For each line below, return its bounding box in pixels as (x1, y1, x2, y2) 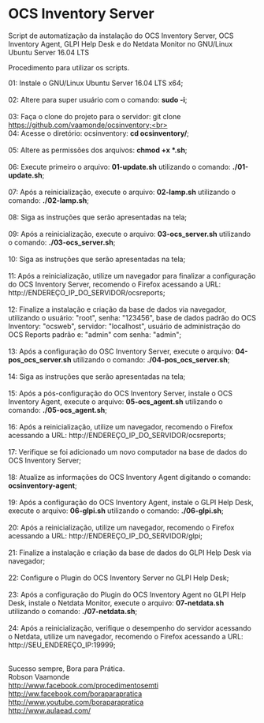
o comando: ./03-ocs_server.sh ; (8, 238, 116, 247)
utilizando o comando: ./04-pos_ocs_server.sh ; (73, 354, 230, 364)
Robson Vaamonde (8, 672, 70, 681)
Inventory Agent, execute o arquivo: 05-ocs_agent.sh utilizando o (8, 396, 223, 406)
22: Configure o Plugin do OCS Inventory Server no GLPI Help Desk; (8, 573, 229, 583)
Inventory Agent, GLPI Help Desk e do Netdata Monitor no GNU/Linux (8, 39, 233, 48)
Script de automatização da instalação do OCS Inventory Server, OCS (8, 31, 234, 40)
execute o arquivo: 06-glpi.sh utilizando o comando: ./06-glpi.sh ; (8, 506, 224, 515)
